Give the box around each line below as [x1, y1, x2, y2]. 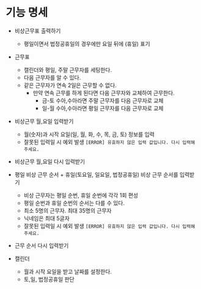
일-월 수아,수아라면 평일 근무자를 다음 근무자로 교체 [42, 104, 164, 112]
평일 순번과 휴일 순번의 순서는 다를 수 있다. [23, 199, 125, 206]
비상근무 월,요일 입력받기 [14, 117, 74, 125]
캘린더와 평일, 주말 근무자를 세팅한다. [23, 66, 112, 74]
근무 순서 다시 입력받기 [14, 242, 69, 249]
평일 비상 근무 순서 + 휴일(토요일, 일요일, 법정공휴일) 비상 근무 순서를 [14, 171, 178, 178]
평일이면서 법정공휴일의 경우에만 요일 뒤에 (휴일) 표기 [23, 40, 150, 47]
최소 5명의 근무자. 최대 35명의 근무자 [23, 207, 112, 214]
